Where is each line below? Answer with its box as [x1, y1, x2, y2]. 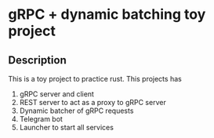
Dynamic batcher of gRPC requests [19, 106, 134, 115]
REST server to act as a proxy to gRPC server [19, 98, 166, 107]
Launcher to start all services [19, 123, 114, 132]
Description [8, 53, 67, 67]
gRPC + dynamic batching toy [8, 5, 206, 24]
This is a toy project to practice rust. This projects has [8, 74, 182, 83]
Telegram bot [19, 114, 63, 123]
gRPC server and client [19, 89, 94, 99]
